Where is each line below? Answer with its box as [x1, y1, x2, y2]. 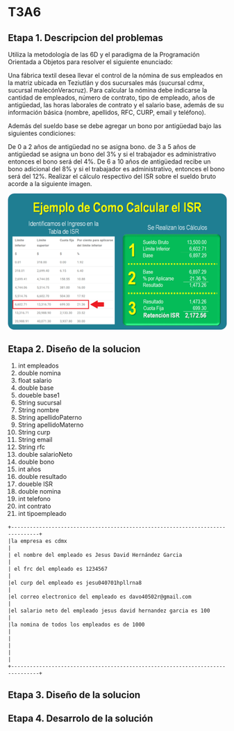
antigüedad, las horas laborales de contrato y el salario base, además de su [8, 101, 224, 109]
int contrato [17, 502, 51, 510]
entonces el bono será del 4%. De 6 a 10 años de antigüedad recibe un [8, 157, 211, 166]
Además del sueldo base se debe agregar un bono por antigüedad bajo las [8, 122, 222, 129]
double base [17, 384, 54, 392]
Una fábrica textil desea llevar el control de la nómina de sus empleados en [8, 71, 223, 79]
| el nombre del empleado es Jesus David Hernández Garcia [8, 551, 183, 559]
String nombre [17, 406, 60, 414]
